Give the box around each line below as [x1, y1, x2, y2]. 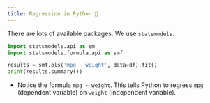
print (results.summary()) [7, 68, 82, 75]
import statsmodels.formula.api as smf [7, 49, 123, 56]
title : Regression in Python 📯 [7, 10, 98, 17]
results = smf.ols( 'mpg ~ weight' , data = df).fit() [7, 62, 158, 69]
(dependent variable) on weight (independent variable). [17, 88, 177, 97]
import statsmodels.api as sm [7, 42, 96, 49]
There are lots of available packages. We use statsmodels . [7, 29, 174, 38]
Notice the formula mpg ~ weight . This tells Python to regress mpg [17, 81, 204, 89]
